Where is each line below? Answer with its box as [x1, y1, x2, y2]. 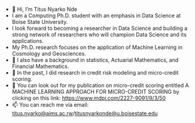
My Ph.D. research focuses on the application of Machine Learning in [11, 44, 183, 51]
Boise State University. [11, 19, 68, 25]
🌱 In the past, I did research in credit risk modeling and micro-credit [11, 69, 179, 76]
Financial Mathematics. [11, 63, 69, 70]
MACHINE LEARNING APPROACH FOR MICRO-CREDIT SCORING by [11, 88, 179, 95]
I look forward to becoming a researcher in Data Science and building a [11, 24, 188, 32]
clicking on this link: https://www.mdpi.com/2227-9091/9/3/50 [11, 94, 166, 102]
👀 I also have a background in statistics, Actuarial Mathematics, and [11, 57, 179, 63]
